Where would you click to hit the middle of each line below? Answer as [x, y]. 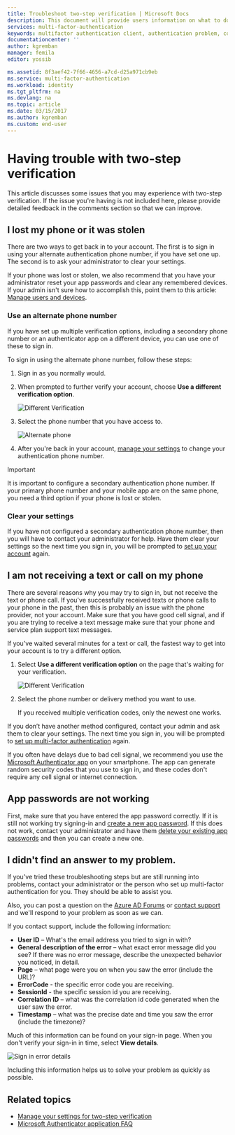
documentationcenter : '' [43, 40]
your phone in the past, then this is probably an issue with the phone [106, 607]
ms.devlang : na [29, 98]
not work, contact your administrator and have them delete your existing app [117, 830]
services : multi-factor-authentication [65, 27]
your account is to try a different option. [65, 651]
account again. [29, 553]
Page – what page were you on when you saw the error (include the [115, 970]
